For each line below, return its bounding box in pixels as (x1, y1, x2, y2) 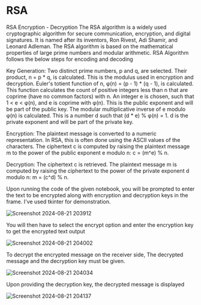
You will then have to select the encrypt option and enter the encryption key (6, 221, 194, 229)
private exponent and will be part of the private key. (6, 118, 134, 125)
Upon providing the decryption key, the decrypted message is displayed (6, 280, 185, 288)
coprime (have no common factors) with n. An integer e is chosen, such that (6, 93, 194, 100)
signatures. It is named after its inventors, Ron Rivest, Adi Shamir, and (6, 36, 178, 43)
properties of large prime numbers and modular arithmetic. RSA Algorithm (6, 49, 189, 56)
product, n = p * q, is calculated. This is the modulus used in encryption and (6, 73, 194, 81)
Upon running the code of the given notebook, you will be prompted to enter (6, 185, 195, 193)
